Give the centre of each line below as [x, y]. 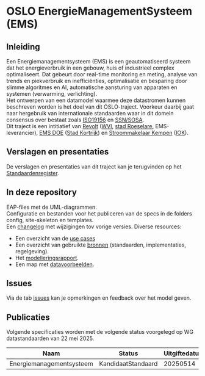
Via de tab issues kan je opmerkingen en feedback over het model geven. [99, 298]
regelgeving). [32, 251]
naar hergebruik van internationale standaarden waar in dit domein [90, 113]
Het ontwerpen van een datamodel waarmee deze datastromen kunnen [96, 100]
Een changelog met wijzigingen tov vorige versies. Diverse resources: [94, 226]
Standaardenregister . [33, 173]
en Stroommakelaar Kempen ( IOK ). [145, 133]
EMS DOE [52, 133]
